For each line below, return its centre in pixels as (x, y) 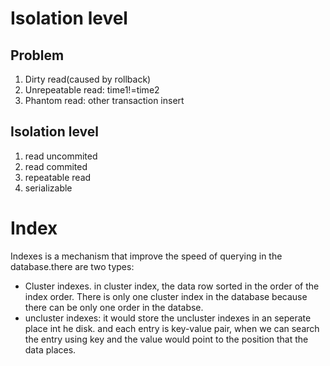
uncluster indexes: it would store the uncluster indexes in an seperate (168, 318)
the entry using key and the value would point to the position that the (166, 339)
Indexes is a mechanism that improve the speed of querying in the (146, 256)
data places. (50, 349)
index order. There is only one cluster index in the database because (166, 296)
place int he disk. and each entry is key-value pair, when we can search (172, 328)
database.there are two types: (72, 266)
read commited (56, 166)
